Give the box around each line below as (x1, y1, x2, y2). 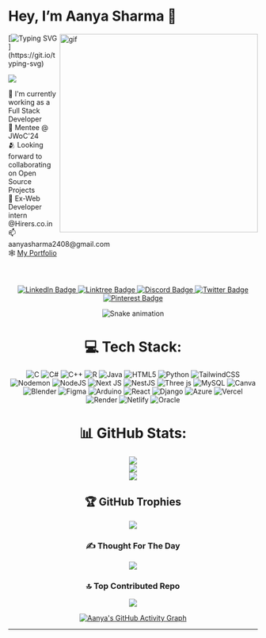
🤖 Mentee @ (8, 122, 49, 132)
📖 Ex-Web (8, 194, 41, 203)
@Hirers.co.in (8, 218, 53, 229)
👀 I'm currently (8, 89, 57, 98)
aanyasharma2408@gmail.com (8, 239, 111, 248)
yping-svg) (8, 59, 44, 68)
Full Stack (8, 106, 40, 115)
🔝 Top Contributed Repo (85, 580, 180, 591)
